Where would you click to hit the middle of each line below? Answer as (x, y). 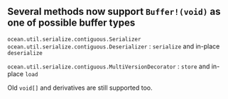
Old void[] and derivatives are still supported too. (80, 88)
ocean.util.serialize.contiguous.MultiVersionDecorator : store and (109, 66)
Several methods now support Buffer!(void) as (114, 12)
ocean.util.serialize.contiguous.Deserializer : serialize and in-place (114, 46)
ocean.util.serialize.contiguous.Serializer (74, 39)
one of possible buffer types (71, 23)
